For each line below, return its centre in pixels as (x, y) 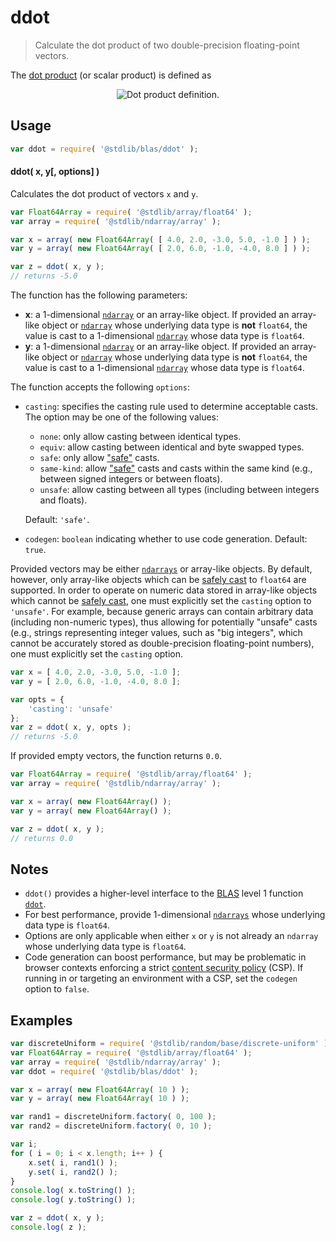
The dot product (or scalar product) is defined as (111, 75)
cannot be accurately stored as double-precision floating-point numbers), (162, 643)
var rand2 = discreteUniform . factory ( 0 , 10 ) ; (111, 1126)
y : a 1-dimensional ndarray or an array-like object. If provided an (157, 347)
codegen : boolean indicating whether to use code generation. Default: (166, 539)
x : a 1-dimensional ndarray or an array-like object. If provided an (157, 315)
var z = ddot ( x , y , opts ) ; (71, 727)
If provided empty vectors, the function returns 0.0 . (116, 756)
